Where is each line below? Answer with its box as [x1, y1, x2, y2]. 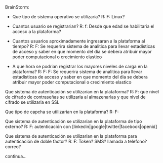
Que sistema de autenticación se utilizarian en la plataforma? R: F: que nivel [5, 89, 159, 94]
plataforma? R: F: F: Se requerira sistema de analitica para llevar [12, 69, 143, 75]
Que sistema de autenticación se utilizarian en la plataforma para [5, 133, 137, 139]
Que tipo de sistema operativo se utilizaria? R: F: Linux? [12, 14, 125, 19]
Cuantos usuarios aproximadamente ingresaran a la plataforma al [12, 38, 145, 44]
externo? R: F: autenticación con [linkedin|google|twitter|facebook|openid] [5, 123, 157, 129]
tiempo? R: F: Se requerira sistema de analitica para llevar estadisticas [12, 43, 155, 49]
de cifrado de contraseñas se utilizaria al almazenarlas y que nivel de [5, 94, 146, 100]
